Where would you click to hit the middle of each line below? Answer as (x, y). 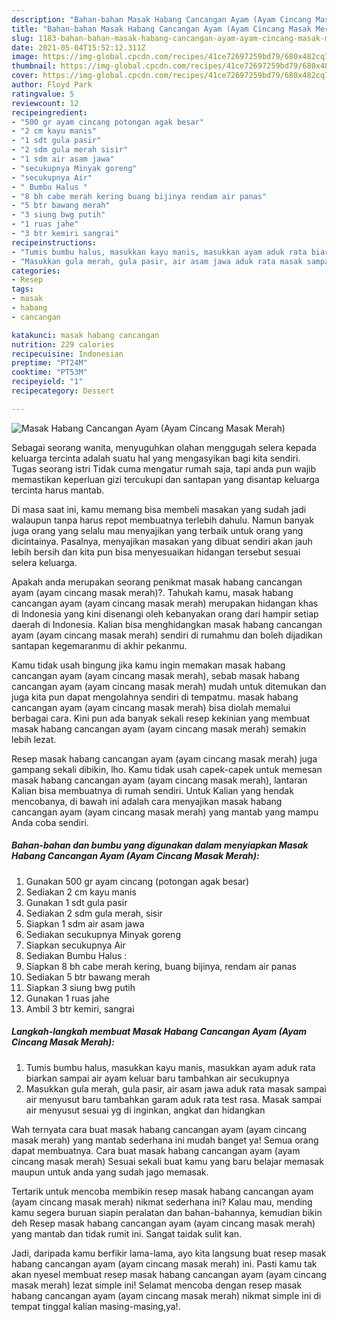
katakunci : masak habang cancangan (85, 335)
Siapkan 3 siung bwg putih (80, 987)
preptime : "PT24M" (49, 363)
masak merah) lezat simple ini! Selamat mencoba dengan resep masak (157, 1285)
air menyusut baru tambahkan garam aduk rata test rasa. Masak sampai (173, 1099)
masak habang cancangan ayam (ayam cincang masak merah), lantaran (159, 780)
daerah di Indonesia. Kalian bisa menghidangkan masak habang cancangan (167, 624)
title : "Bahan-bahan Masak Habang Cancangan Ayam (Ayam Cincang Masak (161, 29)
